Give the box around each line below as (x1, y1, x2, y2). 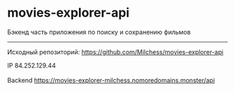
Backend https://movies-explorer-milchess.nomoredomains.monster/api (7, 76, 215, 84)
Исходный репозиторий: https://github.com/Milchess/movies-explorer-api (7, 47, 224, 56)
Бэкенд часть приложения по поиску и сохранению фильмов (7, 28, 191, 36)
